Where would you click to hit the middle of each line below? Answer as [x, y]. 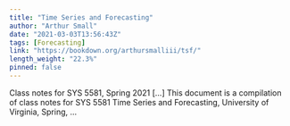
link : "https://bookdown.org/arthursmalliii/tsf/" [105, 51]
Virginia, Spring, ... [43, 112]
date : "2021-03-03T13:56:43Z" [66, 34]
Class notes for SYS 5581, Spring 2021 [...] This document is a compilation [145, 92]
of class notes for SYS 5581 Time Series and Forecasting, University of [139, 102]
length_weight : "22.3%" [54, 59]
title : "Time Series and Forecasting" [81, 17]
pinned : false [36, 68]
